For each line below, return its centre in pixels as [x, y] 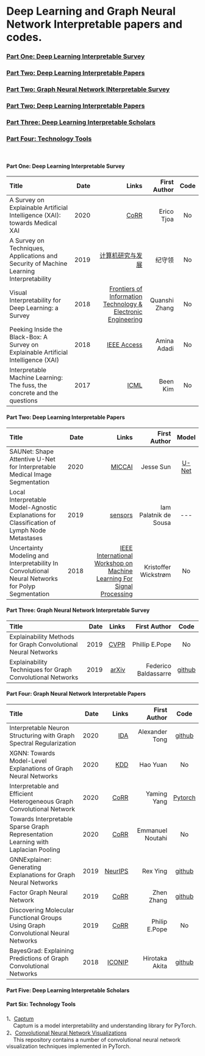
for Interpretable [33, 467]
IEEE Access [124, 345]
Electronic [128, 312]
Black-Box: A [28, 337]
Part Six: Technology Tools [41, 1004]
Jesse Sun [156, 467]
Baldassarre [154, 673]
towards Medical [33, 223]
